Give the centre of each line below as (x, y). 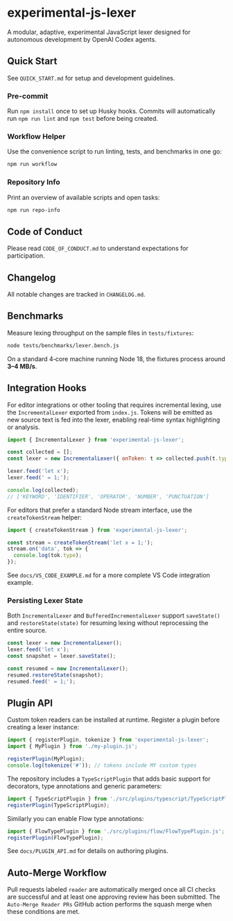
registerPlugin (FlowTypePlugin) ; (55, 838)
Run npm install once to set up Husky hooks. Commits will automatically (111, 111)
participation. (26, 256)
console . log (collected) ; (43, 490)
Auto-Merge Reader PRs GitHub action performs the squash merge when (110, 904)
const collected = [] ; (40, 452)
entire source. (27, 631)
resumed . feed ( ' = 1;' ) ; (42, 681)
